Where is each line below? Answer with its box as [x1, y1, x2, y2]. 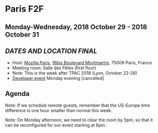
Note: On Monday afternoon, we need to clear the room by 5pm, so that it [5, 117, 153, 123]
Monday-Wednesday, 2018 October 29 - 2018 [5, 23, 147, 31]
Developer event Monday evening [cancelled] [12, 76, 104, 81]
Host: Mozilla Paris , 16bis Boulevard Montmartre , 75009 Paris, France [12, 60, 153, 66]
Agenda [5, 89, 30, 98]
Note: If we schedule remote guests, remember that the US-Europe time [5, 102, 150, 108]
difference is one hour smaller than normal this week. [5, 108, 113, 114]
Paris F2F [5, 3, 44, 15]
